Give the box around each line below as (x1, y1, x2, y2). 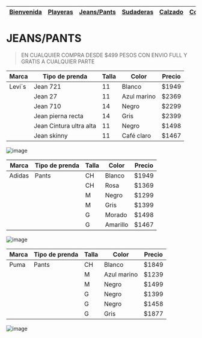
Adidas (9, 171, 29, 180)
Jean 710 (34, 102, 61, 110)
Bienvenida (9, 8, 42, 16)
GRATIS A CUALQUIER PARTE (20, 57, 95, 65)
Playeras (47, 8, 73, 16)
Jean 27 (34, 92, 58, 100)
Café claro (121, 131, 151, 139)
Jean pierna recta (34, 112, 84, 120)
